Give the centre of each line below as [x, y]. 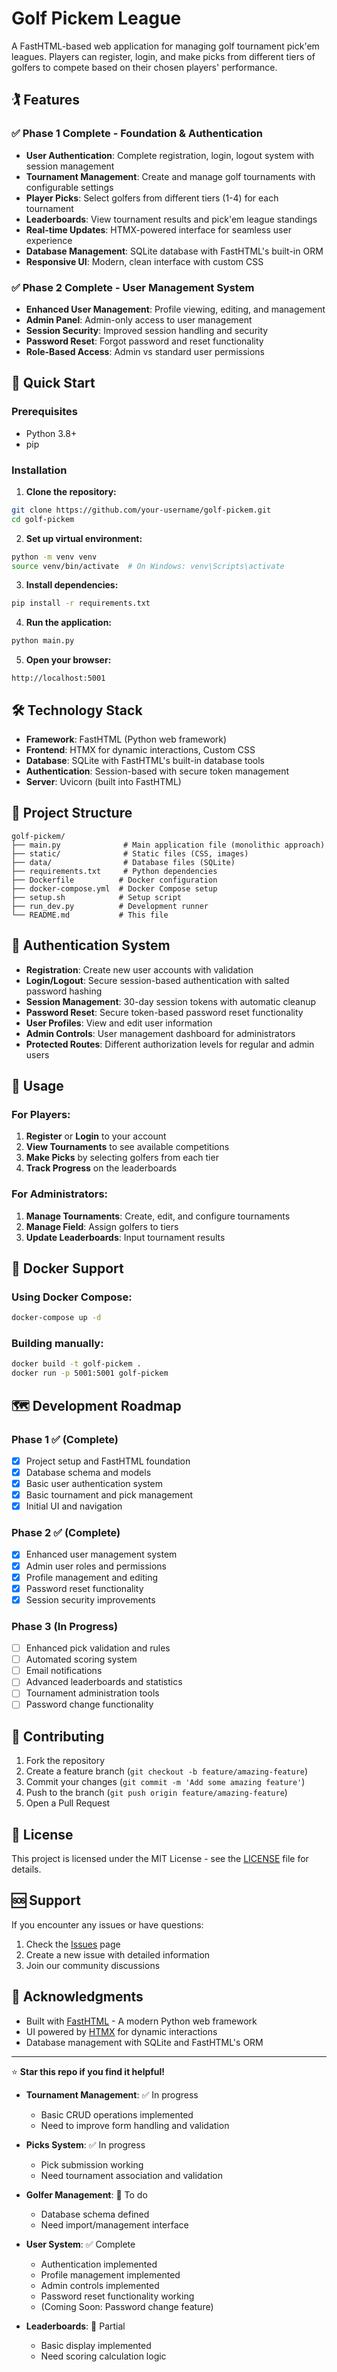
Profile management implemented [110, 2274]
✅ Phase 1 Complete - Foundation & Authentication [137, 134]
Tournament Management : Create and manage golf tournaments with [170, 176]
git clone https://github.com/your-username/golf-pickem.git [141, 510]
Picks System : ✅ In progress [85, 2144]
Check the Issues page [73, 1944]
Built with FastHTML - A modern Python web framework [141, 2021]
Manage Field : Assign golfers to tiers [102, 1226]
